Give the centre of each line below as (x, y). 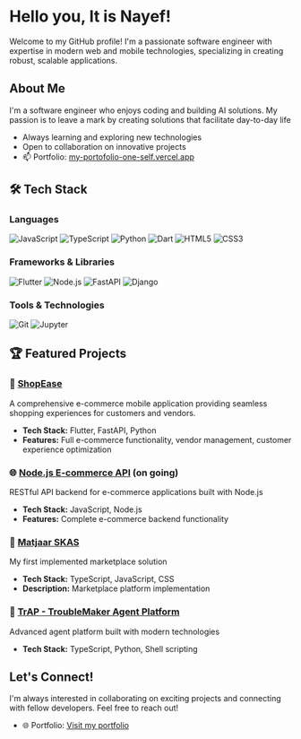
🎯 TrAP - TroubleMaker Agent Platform (95, 612)
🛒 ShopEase (36, 384)
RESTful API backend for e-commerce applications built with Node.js (136, 492)
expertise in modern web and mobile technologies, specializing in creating (146, 50)
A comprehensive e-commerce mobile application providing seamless (138, 403)
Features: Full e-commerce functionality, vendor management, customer (157, 439)
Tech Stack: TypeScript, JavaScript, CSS (98, 579)
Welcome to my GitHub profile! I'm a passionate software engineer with (141, 41)
